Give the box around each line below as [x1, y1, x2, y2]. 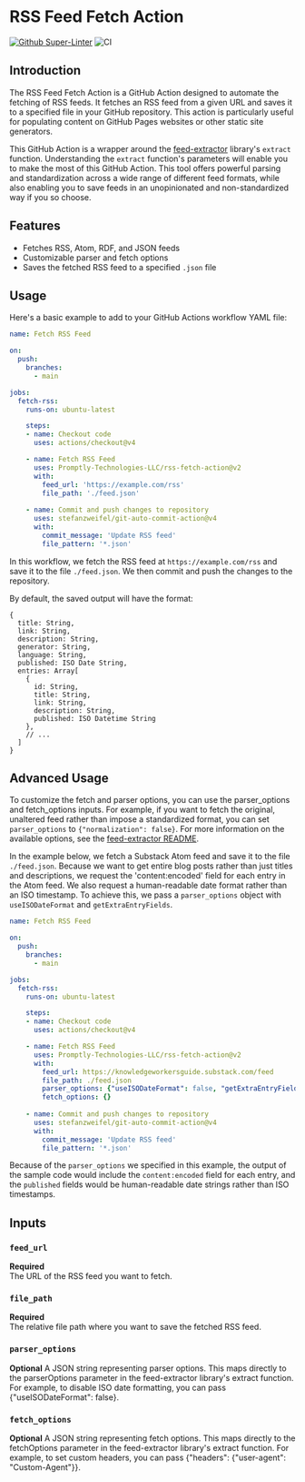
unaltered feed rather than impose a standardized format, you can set [9, 814, 270, 825]
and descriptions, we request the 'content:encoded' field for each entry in [9, 870, 286, 881]
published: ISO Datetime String [33, 714, 156, 723]
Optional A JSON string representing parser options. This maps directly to [9, 1363, 288, 1374]
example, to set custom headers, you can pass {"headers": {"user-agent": [9, 1452, 287, 1463]
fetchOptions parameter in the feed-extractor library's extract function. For [9, 1443, 290, 1454]
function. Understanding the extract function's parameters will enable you [9, 153, 289, 164]
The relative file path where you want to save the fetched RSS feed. [9, 1322, 261, 1333]
